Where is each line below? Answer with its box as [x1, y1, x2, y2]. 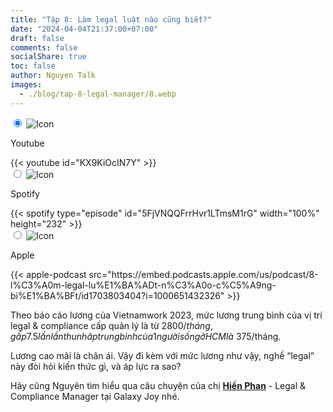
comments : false [10, 42, 78, 53]
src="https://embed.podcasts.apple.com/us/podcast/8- [88, 268, 319, 280]
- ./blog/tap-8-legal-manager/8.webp [19, 89, 177, 99]
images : [10, 80, 43, 90]
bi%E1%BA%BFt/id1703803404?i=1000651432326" [10, 289, 225, 301]
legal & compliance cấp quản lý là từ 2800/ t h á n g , [10, 319, 213, 331]
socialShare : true [10, 52, 87, 62]
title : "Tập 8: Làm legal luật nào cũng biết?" [10, 14, 213, 25]
